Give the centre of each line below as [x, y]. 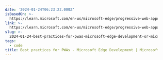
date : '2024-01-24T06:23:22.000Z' [40, 9]
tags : [10, 41]
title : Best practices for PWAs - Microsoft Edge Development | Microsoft [82, 50]
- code [16, 45]
